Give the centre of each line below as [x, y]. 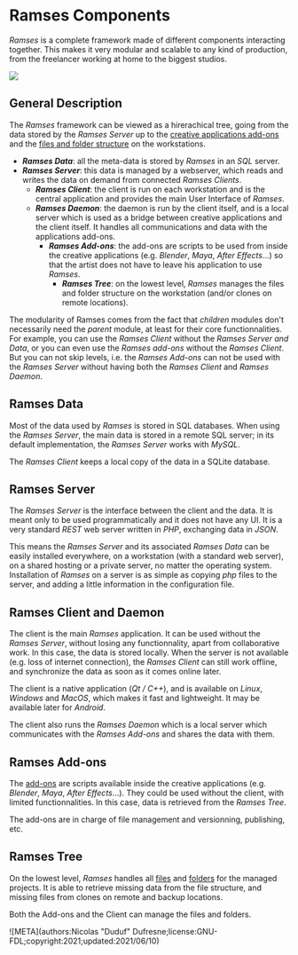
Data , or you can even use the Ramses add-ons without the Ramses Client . [147, 348]
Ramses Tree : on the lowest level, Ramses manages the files [173, 283]
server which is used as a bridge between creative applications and [159, 217]
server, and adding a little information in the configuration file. [122, 584]
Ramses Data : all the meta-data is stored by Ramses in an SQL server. [151, 161]
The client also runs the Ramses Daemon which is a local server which [138, 725]
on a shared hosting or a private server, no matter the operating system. [141, 565]
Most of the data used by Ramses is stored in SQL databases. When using [145, 425]
